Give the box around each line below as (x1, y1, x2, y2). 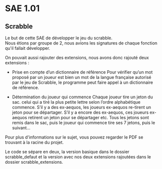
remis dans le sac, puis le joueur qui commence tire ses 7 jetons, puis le (12, 120, 156, 125)
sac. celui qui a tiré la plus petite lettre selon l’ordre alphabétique (12, 99, 141, 105)
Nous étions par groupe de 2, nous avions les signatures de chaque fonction (5, 40, 158, 46)
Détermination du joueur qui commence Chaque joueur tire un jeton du (12, 94, 153, 100)
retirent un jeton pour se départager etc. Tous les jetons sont (28, 115, 149, 120)
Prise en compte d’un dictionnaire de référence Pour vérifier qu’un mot (12, 69, 153, 75)
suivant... (12, 125, 30, 131)
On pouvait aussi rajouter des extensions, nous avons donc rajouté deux (5, 55, 149, 61)
